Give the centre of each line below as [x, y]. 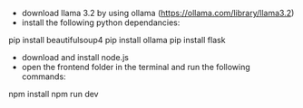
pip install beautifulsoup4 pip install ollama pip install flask [117, 40]
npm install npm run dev [54, 94]
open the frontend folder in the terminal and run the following [136, 67]
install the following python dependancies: [101, 22]
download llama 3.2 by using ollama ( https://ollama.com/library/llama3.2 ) [158, 13]
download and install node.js [75, 57]
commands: [44, 76]
